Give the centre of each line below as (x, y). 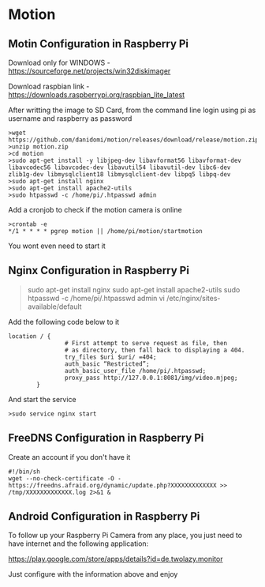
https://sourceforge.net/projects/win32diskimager (90, 71)
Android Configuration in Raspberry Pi (104, 516)
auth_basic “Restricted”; (107, 364)
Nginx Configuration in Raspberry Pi (99, 271)
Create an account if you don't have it (69, 457)
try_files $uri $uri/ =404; (110, 357)
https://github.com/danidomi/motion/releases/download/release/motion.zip (134, 140)
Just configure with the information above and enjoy (93, 574)
